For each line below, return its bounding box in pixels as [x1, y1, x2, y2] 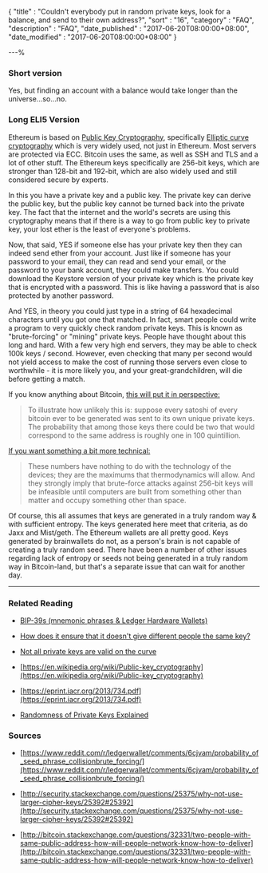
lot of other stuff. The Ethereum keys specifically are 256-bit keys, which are [8, 157, 260, 167]
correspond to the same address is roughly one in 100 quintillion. [27, 431, 241, 440]
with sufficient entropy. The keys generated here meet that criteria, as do [8, 519, 249, 529]
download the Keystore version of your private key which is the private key [8, 273, 254, 283]
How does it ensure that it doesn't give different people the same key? [19, 631, 251, 641]
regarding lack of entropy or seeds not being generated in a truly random [8, 553, 249, 562]
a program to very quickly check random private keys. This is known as [8, 323, 243, 332]
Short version [8, 67, 62, 78]
